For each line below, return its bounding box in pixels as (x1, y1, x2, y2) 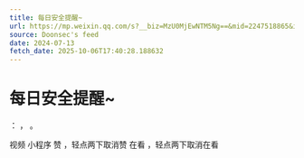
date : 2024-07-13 (9, 38, 75, 48)
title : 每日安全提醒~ (9, 13, 83, 23)
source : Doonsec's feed (9, 30, 100, 39)
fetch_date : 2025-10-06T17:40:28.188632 (9, 47, 165, 56)
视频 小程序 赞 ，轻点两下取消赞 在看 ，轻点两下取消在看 (9, 139, 219, 150)
